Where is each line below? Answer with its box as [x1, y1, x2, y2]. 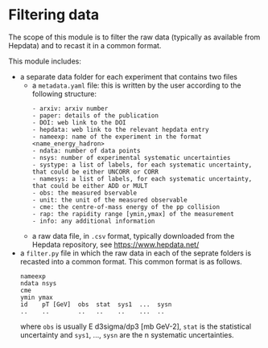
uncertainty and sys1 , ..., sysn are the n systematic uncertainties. [19, 330, 235, 339]
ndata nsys [19, 279, 57, 287]
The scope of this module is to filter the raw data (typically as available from [8, 32, 261, 42]
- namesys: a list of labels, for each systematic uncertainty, [31, 174, 253, 182]
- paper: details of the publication [31, 111, 159, 120]
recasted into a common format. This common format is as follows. [19, 256, 243, 266]
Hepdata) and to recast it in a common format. [8, 40, 162, 50]
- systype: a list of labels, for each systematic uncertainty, [31, 161, 253, 169]
